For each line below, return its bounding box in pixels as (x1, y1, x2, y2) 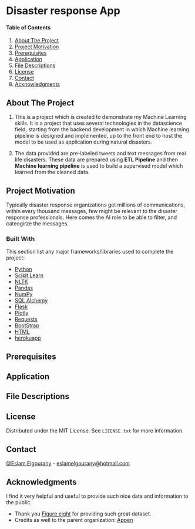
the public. (6, 498, 32, 505)
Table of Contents (6, 24, 51, 31)
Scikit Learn (14, 272, 44, 279)
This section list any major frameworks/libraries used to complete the (6, 248, 174, 255)
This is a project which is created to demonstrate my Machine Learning (14, 114, 187, 121)
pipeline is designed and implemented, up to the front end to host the (14, 132, 182, 139)
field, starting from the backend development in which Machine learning (14, 126, 190, 133)
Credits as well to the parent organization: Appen (14, 516, 133, 523)
